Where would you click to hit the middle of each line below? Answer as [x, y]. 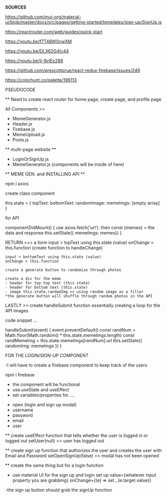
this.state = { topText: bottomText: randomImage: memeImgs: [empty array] [83, 203]
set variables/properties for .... [43, 395]
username [23, 410]
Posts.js [20, 140]
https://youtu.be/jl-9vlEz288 [34, 61]
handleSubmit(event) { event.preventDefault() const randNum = [71, 330]
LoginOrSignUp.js [30, 159]
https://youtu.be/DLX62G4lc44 [37, 51]
